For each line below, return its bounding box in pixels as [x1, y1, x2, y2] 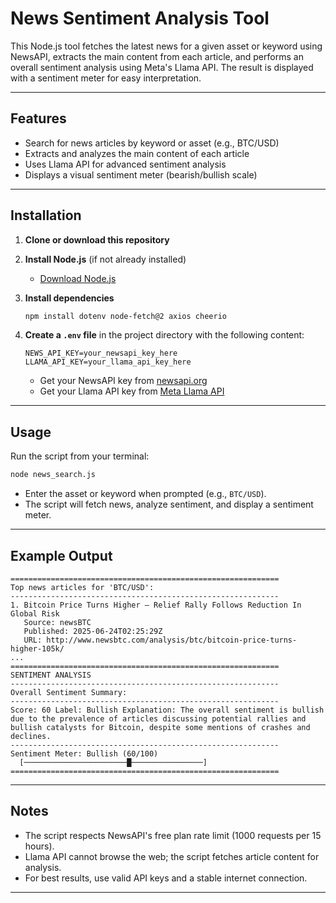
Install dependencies [24, 292, 115, 304]
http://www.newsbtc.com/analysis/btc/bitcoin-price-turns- [46, 635, 298, 645]
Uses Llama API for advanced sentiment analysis [24, 158, 227, 170]
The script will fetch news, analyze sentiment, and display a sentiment [24, 498, 314, 511]
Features [10, 110, 67, 127]
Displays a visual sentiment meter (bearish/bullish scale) [24, 168, 258, 181]
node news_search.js [10, 470, 97, 480]
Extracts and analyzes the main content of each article [24, 147, 250, 159]
